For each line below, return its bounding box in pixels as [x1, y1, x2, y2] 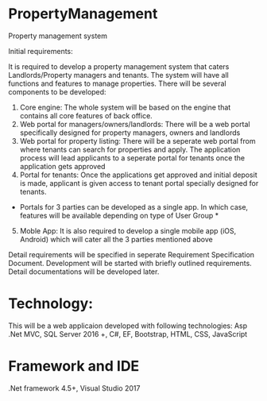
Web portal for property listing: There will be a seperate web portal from [19, 136, 256, 145]
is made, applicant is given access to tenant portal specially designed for [19, 178, 259, 187]
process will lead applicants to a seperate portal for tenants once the [19, 152, 245, 163]
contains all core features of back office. [19, 110, 153, 120]
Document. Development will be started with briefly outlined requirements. [8, 258, 252, 268]
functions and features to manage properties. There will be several [8, 79, 226, 88]
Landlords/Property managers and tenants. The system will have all [8, 70, 229, 79]
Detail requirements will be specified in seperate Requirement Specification [8, 249, 255, 259]
